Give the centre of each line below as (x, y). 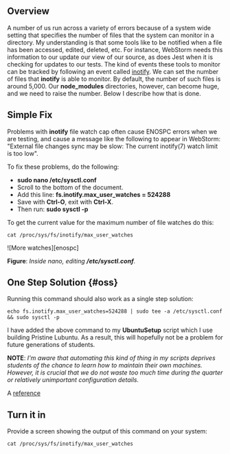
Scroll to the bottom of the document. (70, 187)
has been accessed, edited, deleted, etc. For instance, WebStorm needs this (115, 49)
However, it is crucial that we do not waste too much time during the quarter (115, 372)
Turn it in (26, 415)
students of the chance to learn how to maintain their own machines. (105, 366)
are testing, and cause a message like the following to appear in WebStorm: (114, 139)
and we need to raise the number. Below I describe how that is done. (104, 93)
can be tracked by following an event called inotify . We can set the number (113, 71)
